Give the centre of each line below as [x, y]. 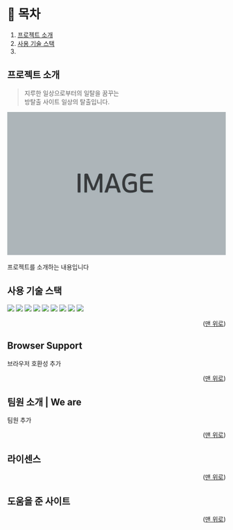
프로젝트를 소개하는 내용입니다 [48, 267]
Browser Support [45, 346]
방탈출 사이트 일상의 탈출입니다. [67, 102]
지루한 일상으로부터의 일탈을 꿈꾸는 [71, 93]
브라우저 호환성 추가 [34, 363]
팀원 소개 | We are [44, 402]
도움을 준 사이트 [39, 501]
